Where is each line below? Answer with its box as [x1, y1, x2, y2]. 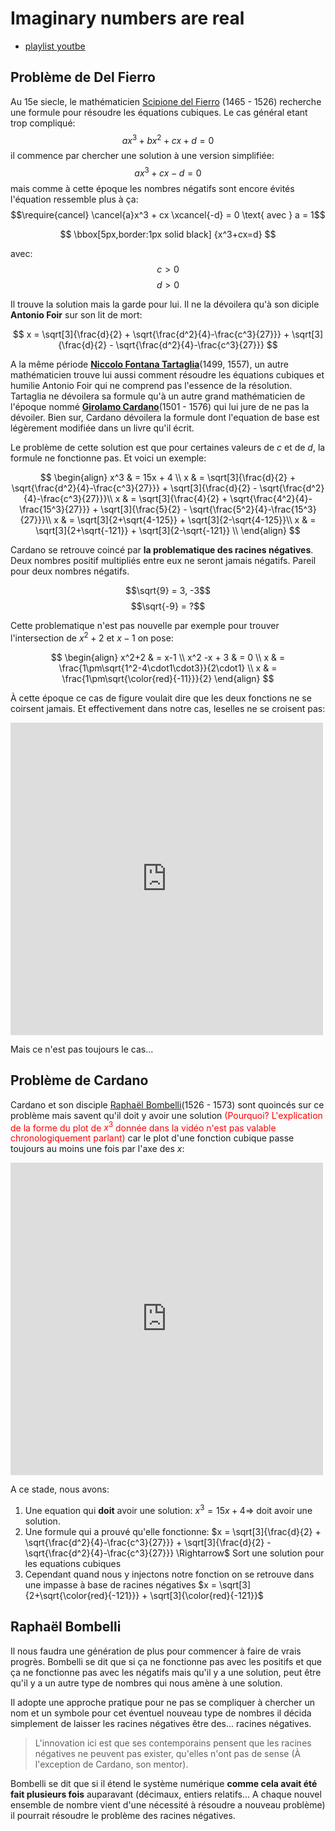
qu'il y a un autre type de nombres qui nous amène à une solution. [10, 1677, 283, 1689]
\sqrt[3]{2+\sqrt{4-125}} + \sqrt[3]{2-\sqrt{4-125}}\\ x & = [76, 514, 317, 526]
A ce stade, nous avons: [10, 1483, 110, 1496]
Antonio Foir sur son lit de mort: [10, 309, 143, 321]
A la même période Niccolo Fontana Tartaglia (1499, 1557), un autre [10, 358, 289, 371]
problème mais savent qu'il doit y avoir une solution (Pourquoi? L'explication [10, 1109, 323, 1121]
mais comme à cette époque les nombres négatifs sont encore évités [10, 183, 295, 195]
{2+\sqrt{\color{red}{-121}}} [24, 1589, 140, 1601]
